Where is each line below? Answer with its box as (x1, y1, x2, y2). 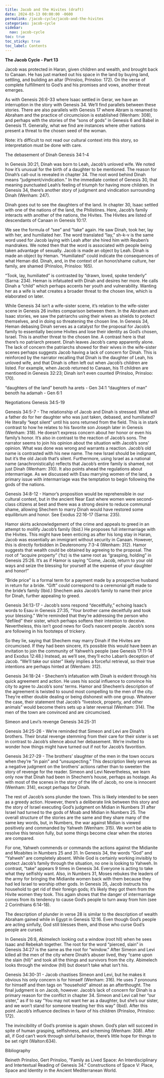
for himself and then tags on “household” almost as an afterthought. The (5, 982, 151, 988)
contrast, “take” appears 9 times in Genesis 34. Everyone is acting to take (5, 865, 153, 871)
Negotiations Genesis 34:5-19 (5, 399, 65, 405)
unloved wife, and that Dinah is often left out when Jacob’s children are (5, 360, 148, 366)
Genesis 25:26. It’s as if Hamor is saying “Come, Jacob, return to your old (5, 557, 153, 563)
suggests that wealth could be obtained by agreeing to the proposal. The (5, 547, 152, 553)
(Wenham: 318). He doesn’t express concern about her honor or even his (5, 429, 152, 435)
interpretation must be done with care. (5, 142, 82, 148)
